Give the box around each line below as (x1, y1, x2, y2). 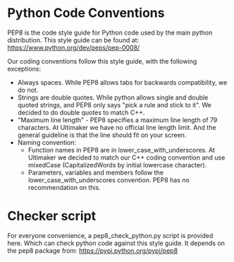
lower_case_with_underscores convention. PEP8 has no (27, 175, 190, 184)
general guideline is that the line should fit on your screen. (17, 131, 187, 139)
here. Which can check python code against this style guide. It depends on (7, 239, 226, 247)
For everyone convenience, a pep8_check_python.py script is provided (7, 231, 214, 239)
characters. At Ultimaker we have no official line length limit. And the (17, 123, 216, 131)
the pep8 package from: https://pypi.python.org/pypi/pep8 (7, 246, 178, 255)
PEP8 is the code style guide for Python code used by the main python (7, 28, 213, 37)
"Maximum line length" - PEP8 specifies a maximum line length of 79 (17, 115, 218, 124)
